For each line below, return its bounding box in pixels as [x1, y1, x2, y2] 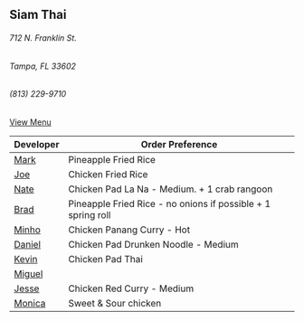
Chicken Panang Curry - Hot [67, 223, 191, 236]
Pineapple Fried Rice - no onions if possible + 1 [67, 197, 271, 210]
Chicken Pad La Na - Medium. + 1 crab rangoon [67, 183, 273, 195]
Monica [14, 297, 46, 309]
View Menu [9, 117, 52, 127]
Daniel [14, 238, 42, 250]
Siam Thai [9, 7, 67, 23]
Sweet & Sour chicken [67, 297, 162, 309]
